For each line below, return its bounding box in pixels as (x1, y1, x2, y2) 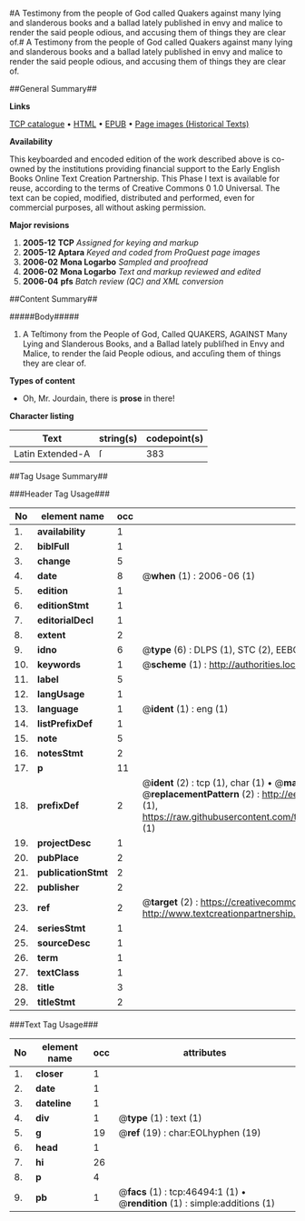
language (37, 703, 79, 715)
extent (37, 629, 66, 641)
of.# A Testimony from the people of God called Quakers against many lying (9, 36, 293, 47)
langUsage (37, 688, 85, 700)
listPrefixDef (37, 717, 93, 730)
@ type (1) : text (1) (118, 1112, 202, 1124)
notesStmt (37, 747, 84, 759)
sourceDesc (37, 936, 91, 949)
